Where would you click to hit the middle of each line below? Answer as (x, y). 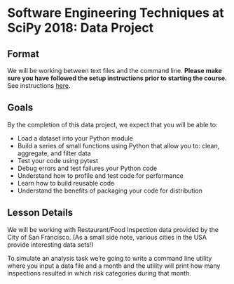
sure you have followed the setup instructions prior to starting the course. (117, 78)
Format (23, 54)
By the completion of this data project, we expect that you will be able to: (112, 124)
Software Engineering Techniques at (116, 13)
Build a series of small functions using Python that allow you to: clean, (118, 146)
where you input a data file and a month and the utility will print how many (114, 266)
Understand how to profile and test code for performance (100, 175)
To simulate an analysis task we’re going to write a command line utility (110, 258)
